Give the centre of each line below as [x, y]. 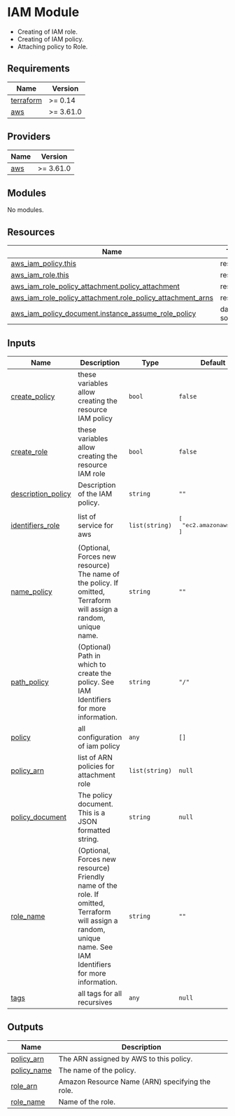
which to [92, 664]
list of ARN [95, 757]
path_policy [30, 682]
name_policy [31, 592]
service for [96, 525]
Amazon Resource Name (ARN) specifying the [135, 1082]
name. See [95, 947]
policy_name [31, 1070]
